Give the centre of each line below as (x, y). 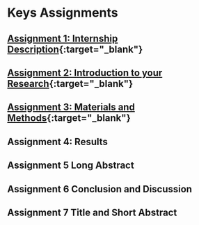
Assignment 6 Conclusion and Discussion (100, 189)
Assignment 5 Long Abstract (71, 166)
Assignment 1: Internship (63, 39)
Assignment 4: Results (57, 141)
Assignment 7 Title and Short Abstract (92, 212)
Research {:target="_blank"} (70, 84)
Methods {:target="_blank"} (69, 118)
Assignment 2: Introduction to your (85, 73)
